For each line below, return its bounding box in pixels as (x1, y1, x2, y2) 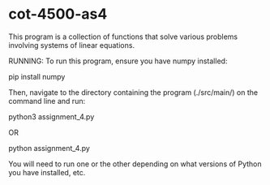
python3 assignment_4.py (8, 111, 95, 122)
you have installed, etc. (8, 167, 86, 177)
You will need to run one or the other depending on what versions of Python (8, 159, 262, 169)
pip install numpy (8, 71, 66, 81)
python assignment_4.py (8, 143, 91, 153)
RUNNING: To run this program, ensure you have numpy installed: (8, 56, 228, 66)
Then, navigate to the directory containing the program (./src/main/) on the (8, 87, 258, 97)
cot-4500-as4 (8, 5, 108, 24)
